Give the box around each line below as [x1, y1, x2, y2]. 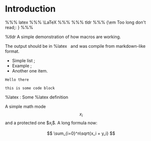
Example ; [12, 63, 32, 69]
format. [5, 48, 20, 54]
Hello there [5, 77, 29, 82]
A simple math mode [5, 103, 46, 109]
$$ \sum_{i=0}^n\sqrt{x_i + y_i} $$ [47, 130, 115, 136]
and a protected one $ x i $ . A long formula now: [5, 120, 97, 127]
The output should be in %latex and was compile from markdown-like [5, 43, 146, 49]
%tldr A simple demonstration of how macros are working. [5, 34, 121, 40]
